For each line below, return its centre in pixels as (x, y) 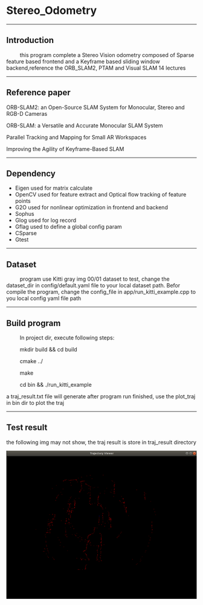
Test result (27, 428)
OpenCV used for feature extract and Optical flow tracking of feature (101, 195)
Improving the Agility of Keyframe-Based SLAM (65, 149)
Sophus (24, 214)
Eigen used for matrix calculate (53, 188)
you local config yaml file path (44, 298)
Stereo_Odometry (52, 11)
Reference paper (38, 92)
